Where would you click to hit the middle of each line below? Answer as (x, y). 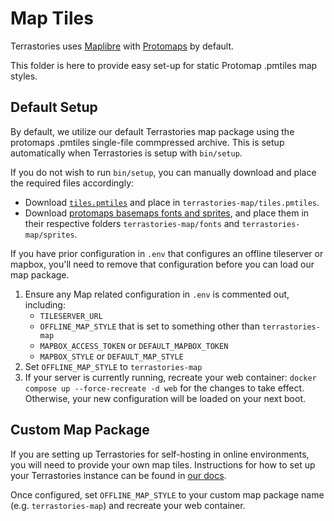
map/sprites (49, 235)
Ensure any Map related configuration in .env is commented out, (157, 294)
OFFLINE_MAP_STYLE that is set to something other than (149, 326)
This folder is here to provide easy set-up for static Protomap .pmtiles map (164, 65)
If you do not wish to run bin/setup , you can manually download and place (163, 172)
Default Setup (54, 107)
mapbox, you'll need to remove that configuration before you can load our (162, 264)
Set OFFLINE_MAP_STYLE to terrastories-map (113, 366)
